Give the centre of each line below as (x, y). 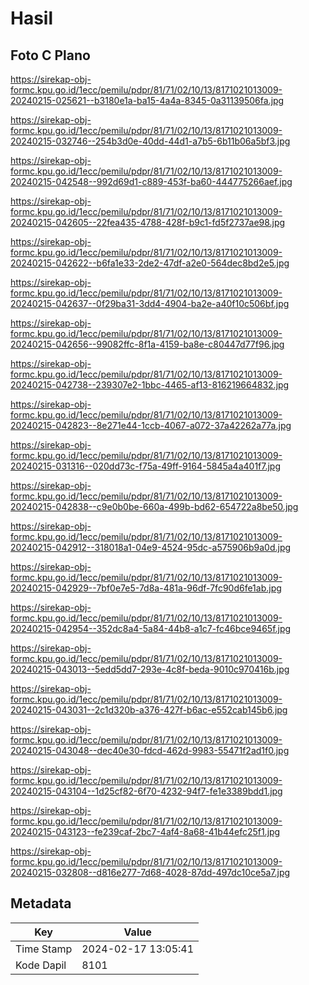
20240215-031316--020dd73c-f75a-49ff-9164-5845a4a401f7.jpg (146, 466)
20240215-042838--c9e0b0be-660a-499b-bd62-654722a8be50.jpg (154, 506)
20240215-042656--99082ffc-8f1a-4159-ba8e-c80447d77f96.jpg (147, 344)
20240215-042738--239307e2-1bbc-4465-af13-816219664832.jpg (150, 385)
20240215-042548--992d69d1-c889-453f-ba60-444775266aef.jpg (151, 181)
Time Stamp (44, 949)
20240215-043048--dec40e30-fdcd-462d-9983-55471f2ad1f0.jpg (150, 750)
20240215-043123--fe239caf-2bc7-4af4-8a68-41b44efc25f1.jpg (145, 831)
